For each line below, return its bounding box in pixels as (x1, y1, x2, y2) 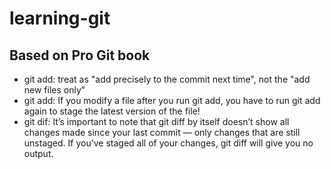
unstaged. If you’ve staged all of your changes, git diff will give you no (23, 137, 314, 149)
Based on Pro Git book (9, 47, 151, 64)
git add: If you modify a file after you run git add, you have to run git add (23, 95, 321, 106)
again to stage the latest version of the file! (23, 105, 201, 117)
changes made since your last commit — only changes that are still (23, 127, 301, 138)
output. (23, 148, 54, 159)
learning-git (9, 7, 111, 30)
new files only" (23, 84, 86, 96)
